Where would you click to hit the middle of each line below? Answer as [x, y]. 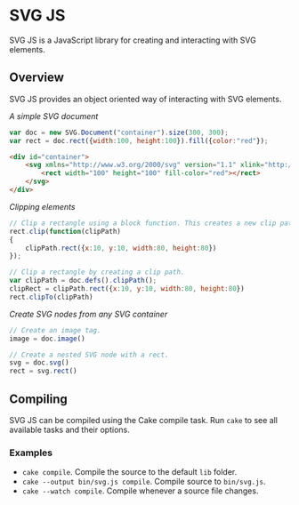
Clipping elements [42, 206]
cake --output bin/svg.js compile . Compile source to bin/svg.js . [144, 482]
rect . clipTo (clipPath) [51, 297]
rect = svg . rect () [43, 371]
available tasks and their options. [70, 429]
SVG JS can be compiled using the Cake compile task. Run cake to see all [144, 420]
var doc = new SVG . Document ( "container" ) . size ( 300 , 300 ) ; [119, 132]
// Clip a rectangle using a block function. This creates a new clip [143, 223]
